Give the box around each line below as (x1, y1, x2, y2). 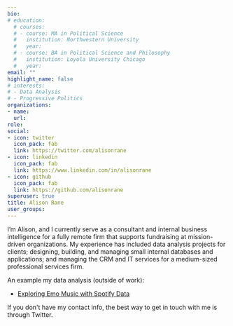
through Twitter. (7, 310, 53, 319)
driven (7, 240, 26, 248)
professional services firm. (7, 262, 85, 271)
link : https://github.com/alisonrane (13, 186, 124, 193)
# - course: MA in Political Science (13, 29, 124, 37)
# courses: (13, 23, 45, 30)
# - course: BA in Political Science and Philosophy (13, 50, 171, 57)
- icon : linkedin (7, 154, 58, 161)
